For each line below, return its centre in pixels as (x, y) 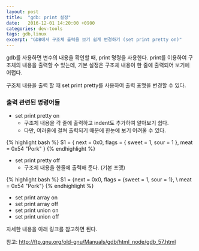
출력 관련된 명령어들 (33, 102)
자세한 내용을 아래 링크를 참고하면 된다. (52, 229)
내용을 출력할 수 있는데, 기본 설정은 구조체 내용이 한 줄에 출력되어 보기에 (106, 65)
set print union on (37, 210)
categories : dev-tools (34, 29)
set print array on (36, 198)
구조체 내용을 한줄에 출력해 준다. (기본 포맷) (75, 168)
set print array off (37, 204)
